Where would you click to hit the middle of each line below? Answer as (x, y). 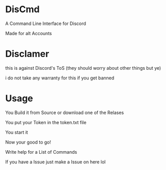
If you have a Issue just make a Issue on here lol (56, 162)
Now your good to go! (28, 142)
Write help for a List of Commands (41, 152)
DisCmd (22, 9)
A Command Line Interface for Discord (46, 23)
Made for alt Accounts (29, 33)
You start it (17, 132)
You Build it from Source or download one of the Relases (65, 112)
